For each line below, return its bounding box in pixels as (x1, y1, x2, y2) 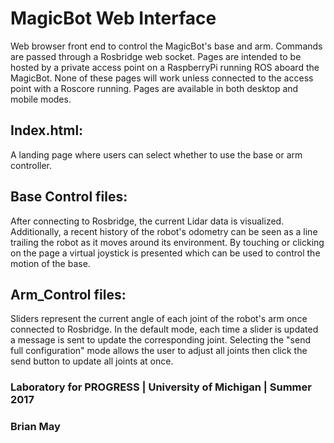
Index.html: (10, 122, 84, 139)
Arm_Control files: (10, 286, 127, 303)
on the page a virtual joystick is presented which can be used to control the (10, 247, 321, 259)
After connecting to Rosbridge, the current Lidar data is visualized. (10, 215, 285, 227)
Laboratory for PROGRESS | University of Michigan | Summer (10, 380, 312, 394)
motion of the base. (10, 257, 91, 269)
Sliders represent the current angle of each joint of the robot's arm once (10, 313, 308, 325)
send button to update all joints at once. (10, 355, 174, 367)
